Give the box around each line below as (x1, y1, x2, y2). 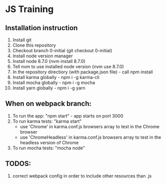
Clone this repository (12, 42, 56, 48)
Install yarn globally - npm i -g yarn (12, 85, 86, 91)
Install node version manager (12, 53, 73, 59)
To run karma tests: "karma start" (12, 118, 82, 124)
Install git (12, 37, 32, 43)
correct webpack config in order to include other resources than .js (12, 172, 152, 179)
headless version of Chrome (20, 139, 79, 145)
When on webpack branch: (5, 100, 92, 108)
